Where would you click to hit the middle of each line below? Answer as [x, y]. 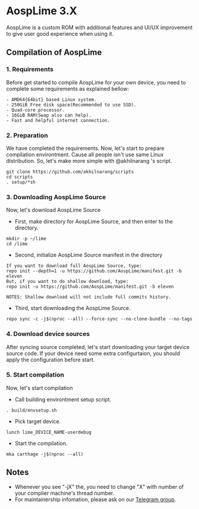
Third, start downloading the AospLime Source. [72, 308]
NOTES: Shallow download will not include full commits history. [89, 297]
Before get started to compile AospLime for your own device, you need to [96, 82]
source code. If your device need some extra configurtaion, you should [93, 353]
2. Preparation [27, 135]
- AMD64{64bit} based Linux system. [51, 99]
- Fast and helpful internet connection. [58, 120]
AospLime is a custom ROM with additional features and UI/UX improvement [99, 27]
